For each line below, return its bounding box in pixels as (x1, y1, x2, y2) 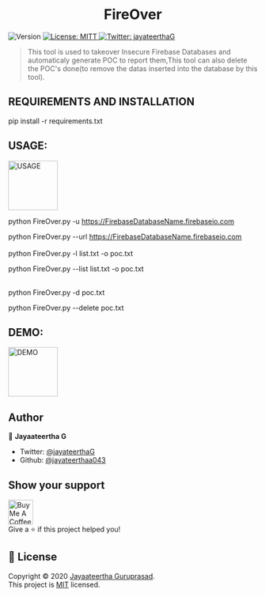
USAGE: (8, 139, 48, 153)
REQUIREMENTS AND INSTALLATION (8, 95, 195, 108)
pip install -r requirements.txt (8, 116, 103, 126)
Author (8, 410, 44, 424)
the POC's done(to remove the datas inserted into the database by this (27, 63, 258, 73)
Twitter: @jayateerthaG (19, 447, 95, 456)
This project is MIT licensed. (8, 580, 100, 589)
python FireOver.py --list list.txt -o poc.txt (8, 263, 144, 274)
